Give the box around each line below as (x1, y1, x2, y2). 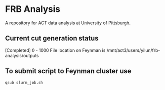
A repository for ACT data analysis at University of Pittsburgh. (5, 20, 131, 26)
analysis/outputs (5, 52, 39, 58)
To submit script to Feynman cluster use (5, 67, 132, 75)
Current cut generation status (5, 34, 99, 43)
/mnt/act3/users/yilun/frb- (106, 47, 161, 53)
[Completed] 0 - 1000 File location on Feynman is (5, 47, 106, 53)
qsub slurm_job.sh (5, 80, 43, 85)
